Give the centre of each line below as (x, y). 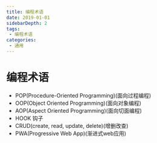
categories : (21, 40)
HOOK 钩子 (29, 118)
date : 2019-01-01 (28, 18)
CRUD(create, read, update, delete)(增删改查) (72, 125)
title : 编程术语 (25, 12)
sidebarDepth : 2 (27, 23)
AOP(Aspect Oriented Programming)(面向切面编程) (78, 110)
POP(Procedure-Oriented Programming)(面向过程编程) (83, 95)
